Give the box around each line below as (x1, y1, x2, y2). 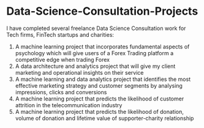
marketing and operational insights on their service (15, 69, 144, 76)
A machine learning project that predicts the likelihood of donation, (15, 108, 184, 115)
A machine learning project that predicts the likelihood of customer (15, 95, 184, 102)
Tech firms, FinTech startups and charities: (6, 31, 115, 38)
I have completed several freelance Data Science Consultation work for (6, 24, 186, 32)
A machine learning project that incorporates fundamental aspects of (15, 43, 190, 50)
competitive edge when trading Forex (15, 56, 110, 63)
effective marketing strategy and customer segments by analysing (15, 81, 183, 89)
